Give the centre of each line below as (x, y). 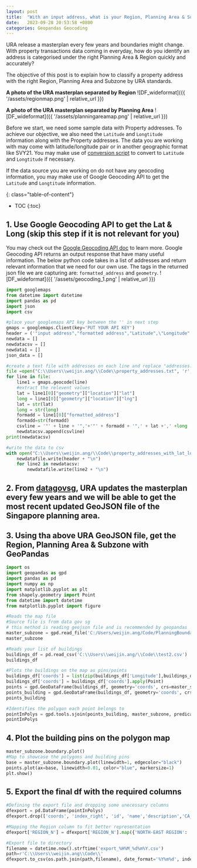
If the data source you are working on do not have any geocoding (85, 171)
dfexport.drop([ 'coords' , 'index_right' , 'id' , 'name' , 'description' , (94, 816)
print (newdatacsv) (28, 437)
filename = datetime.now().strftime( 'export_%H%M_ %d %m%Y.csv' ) (85, 849)
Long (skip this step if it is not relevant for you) (93, 233)
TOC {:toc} (28, 206)
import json (21, 306)
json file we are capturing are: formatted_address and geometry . (82, 273)
